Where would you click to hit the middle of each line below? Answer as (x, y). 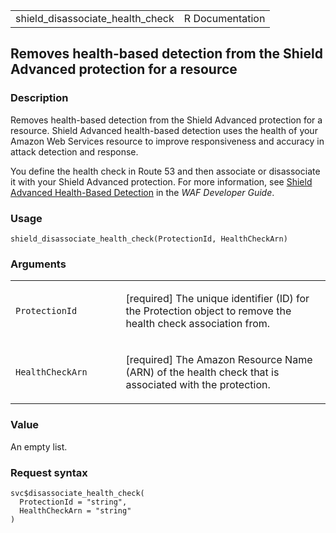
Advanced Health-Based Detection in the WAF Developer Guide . (142, 192)
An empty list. (39, 446)
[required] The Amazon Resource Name (219, 360)
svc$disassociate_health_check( (77, 493)
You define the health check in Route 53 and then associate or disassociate (165, 171)
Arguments (38, 264)
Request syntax (49, 472)
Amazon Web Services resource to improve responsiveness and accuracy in (167, 141)
